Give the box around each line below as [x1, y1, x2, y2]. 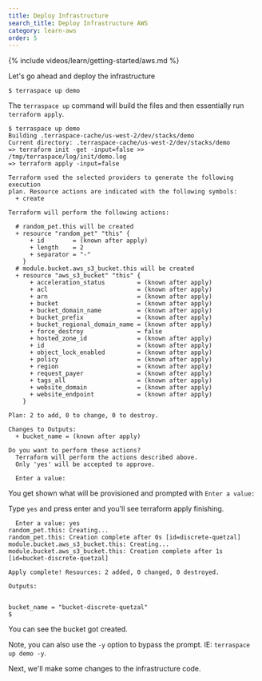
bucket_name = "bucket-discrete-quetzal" [8, 603, 149, 611]
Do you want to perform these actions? [8, 447, 141, 455]
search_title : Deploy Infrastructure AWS [8, 19, 149, 27]
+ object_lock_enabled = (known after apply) [29, 348, 213, 356]
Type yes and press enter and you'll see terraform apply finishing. [8, 504, 224, 514]
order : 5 [8, 34, 38, 42]
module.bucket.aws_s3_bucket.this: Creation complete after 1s [8, 548, 224, 556]
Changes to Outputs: [8, 425, 77, 434]
